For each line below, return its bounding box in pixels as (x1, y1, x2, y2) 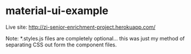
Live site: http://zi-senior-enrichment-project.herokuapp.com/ (5, 23, 156, 31)
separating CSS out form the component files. (5, 41, 117, 48)
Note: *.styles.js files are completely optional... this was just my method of (5, 35, 185, 42)
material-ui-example (5, 4, 108, 18)
